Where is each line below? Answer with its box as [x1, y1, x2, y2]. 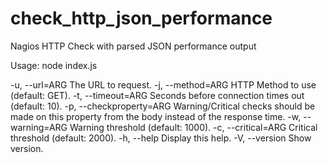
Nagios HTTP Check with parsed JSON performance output [10, 40, 257, 52]
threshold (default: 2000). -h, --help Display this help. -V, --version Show [10, 132, 312, 144]
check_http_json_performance [10, 7, 273, 30]
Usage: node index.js [10, 59, 98, 71]
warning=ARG [10, 121, 68, 133]
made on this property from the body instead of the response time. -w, [10, 110, 302, 122]
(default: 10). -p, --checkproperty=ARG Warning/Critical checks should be [10, 100, 316, 112]
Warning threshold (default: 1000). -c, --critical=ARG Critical [69, 121, 318, 133]
